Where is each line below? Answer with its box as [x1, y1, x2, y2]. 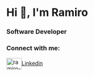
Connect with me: [6, 44, 60, 53]
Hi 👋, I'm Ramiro [6, 6, 89, 20]
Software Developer [6, 28, 67, 36]
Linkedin [21, 59, 43, 67]
